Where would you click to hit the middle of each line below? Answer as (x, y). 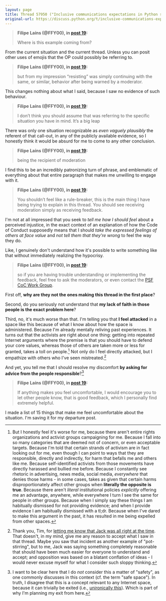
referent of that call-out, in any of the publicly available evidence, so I (76, 136)
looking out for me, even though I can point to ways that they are (78, 453)
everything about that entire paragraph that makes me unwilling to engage (81, 175)
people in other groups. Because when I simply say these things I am (82, 501)
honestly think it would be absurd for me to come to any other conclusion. (80, 141)
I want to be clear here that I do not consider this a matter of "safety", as (86, 572)
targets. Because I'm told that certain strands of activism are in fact (81, 448)
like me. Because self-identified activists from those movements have (83, 463)
